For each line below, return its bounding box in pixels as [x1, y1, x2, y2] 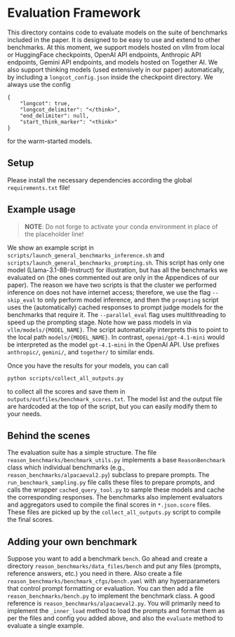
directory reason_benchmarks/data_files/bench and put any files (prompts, [7, 562, 222, 570]
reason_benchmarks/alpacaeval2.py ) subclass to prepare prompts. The [7, 471, 210, 479]
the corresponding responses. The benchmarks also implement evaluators [7, 493, 223, 502]
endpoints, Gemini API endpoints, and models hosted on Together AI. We [7, 58, 218, 66]
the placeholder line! [24, 229, 84, 238]
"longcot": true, [20, 100, 71, 107]
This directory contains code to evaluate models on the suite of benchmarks [7, 28, 228, 36]
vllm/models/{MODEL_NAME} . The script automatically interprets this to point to [7, 325, 229, 334]
